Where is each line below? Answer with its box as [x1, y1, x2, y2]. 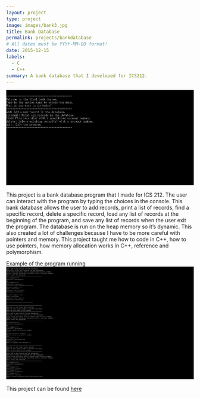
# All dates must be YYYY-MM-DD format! [6, 41, 108, 47]
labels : [6, 54, 26, 60]
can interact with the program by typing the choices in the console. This [6, 198, 183, 204]
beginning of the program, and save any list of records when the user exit [6, 217, 186, 224]
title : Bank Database [6, 29, 60, 35]
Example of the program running [6, 260, 86, 267]
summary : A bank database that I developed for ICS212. [6, 72, 148, 79]
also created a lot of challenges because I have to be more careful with [6, 229, 180, 236]
